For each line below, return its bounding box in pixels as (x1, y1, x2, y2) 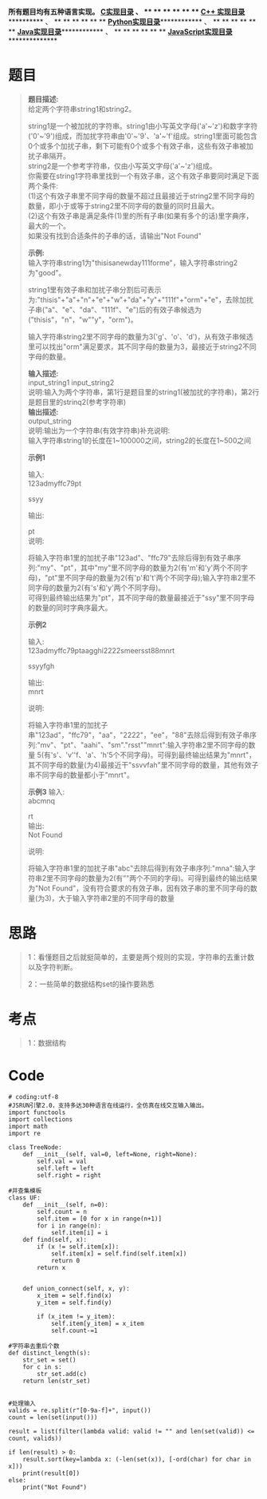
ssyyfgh (27, 661, 55, 671)
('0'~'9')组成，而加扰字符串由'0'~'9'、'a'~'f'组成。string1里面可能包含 (27, 131, 257, 141)
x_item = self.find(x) (37, 1291, 112, 1299)
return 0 (50, 1256, 80, 1264)
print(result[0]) (22, 1469, 80, 1477)
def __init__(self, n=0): (22, 1200, 109, 1208)
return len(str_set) (22, 1377, 91, 1385)
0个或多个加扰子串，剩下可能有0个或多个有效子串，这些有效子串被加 (27, 141, 253, 150)
